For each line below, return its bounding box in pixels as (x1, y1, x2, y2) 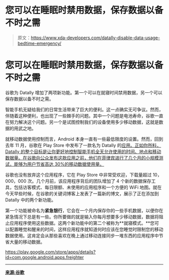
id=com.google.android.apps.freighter (5, 254, 84, 260)
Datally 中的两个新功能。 (5, 197, 56, 203)
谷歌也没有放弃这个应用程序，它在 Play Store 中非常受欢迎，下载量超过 (5, 172, 152, 178)
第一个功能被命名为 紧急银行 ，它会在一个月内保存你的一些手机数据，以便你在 (5, 207, 163, 213)
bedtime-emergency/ (17, 40, 62, 46)
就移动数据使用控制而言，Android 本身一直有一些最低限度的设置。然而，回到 (5, 136, 163, 142)
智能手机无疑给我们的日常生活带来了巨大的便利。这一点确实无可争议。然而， (5, 106, 163, 112)
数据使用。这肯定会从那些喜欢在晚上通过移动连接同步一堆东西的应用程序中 (5, 232, 159, 238)
